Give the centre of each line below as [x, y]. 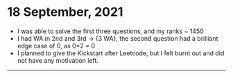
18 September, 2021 [65, 12]
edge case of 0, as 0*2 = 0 [56, 46]
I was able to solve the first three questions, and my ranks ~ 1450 [111, 31]
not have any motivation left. [58, 60]
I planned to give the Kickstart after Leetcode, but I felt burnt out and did [121, 53]
